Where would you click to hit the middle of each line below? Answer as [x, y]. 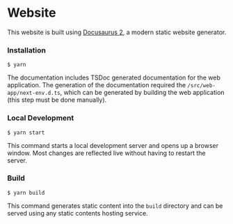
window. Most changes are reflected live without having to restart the [106, 153]
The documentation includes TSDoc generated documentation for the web [114, 77]
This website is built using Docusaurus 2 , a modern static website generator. [117, 32]
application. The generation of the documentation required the [97, 85]
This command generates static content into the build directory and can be [115, 206]
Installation [27, 50]
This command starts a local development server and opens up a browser [113, 145]
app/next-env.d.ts [34, 93]
